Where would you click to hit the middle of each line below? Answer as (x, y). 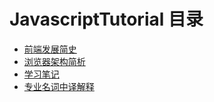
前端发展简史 (50, 49)
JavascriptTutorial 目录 (106, 19)
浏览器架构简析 (54, 61)
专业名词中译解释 (59, 86)
